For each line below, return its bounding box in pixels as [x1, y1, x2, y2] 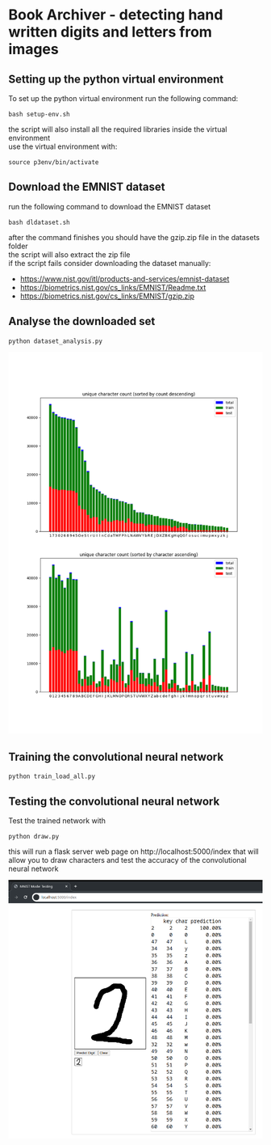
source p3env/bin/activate [8, 158, 99, 167]
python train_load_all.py [8, 772, 95, 781]
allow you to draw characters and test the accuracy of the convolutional [8, 855, 248, 864]
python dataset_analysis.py [8, 337, 103, 345]
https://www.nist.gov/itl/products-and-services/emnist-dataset [19, 273, 230, 284]
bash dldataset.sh [8, 218, 70, 226]
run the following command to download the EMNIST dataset [8, 201, 211, 211]
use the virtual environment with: [8, 142, 118, 151]
